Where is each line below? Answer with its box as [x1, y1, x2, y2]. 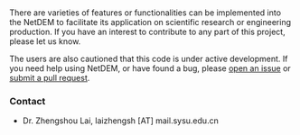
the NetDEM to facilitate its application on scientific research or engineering [9, 16, 292, 27]
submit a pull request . [9, 72, 90, 83]
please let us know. [9, 35, 81, 47]
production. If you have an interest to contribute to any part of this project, [9, 26, 286, 37]
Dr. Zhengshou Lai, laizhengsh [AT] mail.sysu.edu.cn [22, 115, 219, 126]
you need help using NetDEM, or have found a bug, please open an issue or [9, 62, 291, 74]
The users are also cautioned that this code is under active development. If [9, 53, 288, 64]
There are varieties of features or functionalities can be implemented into [9, 7, 282, 18]
